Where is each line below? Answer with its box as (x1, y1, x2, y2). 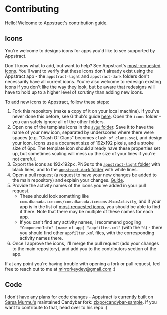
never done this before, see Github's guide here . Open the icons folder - (12, 113, 161, 119)
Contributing (5, 3, 59, 15)
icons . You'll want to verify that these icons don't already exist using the (5, 68, 153, 74)
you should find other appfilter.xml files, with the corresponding (19, 230, 155, 236)
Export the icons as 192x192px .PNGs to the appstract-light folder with (12, 161, 161, 167)
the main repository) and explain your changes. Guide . (12, 177, 125, 183)
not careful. (12, 156, 36, 162)
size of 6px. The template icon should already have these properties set (12, 145, 161, 151)
